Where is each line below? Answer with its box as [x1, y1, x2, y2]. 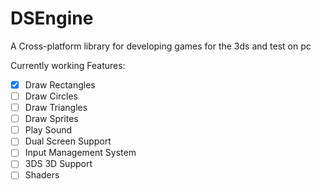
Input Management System [24, 147, 137, 159]
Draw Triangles [24, 102, 88, 114]
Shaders [24, 169, 60, 181]
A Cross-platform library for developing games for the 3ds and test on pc [10, 40, 312, 52]
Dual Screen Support [24, 135, 112, 147]
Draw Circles [24, 90, 79, 102]
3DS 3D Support [24, 158, 93, 170]
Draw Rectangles [24, 78, 96, 91]
